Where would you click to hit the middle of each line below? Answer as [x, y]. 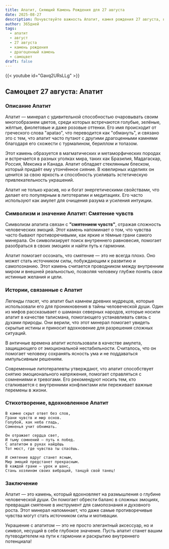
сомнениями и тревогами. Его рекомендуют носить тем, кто [71, 379]
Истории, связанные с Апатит [44, 290]
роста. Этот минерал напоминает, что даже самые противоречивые [79, 510]
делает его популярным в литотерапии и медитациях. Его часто [74, 195]
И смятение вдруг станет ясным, [39, 457]
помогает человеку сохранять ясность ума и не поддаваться [71, 353]
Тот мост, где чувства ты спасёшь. [43, 448]
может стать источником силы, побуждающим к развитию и [71, 261]
